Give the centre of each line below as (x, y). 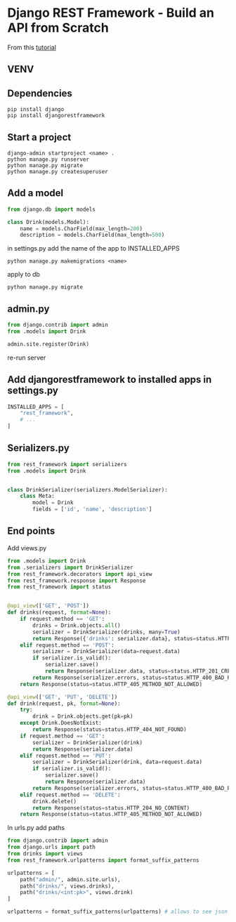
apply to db (24, 275)
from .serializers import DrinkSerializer (70, 567)
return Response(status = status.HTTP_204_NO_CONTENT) (111, 808)
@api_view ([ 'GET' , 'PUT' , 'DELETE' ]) (63, 697)
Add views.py (27, 548)
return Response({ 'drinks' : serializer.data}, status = (114, 638)
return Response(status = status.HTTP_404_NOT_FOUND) (110, 730)
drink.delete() (55, 801)
